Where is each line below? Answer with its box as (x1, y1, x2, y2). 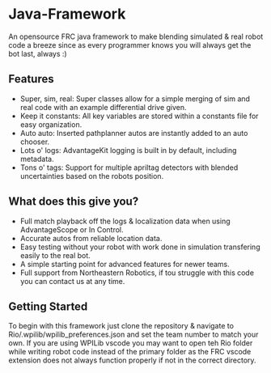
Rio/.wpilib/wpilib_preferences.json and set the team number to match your (8, 329, 259, 340)
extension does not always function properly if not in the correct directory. (8, 355, 256, 365)
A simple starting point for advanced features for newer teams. (19, 259, 231, 269)
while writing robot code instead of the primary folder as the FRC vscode (8, 347, 252, 357)
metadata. (19, 154, 54, 163)
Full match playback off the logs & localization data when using (19, 216, 231, 226)
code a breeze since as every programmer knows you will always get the (8, 40, 252, 49)
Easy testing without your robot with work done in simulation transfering (19, 242, 260, 252)
